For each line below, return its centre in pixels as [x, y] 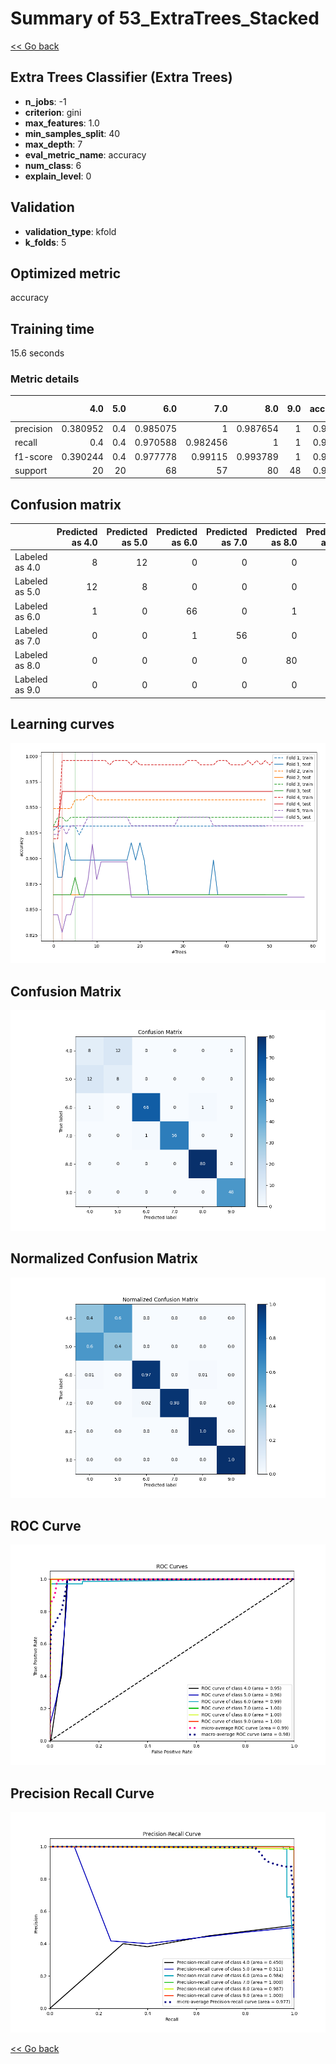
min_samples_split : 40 [72, 133]
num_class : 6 [53, 165]
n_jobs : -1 [45, 101]
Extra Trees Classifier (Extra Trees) [121, 77]
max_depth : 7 [53, 144]
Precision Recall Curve [82, 1793]
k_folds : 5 [45, 242]
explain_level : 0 [58, 176]
